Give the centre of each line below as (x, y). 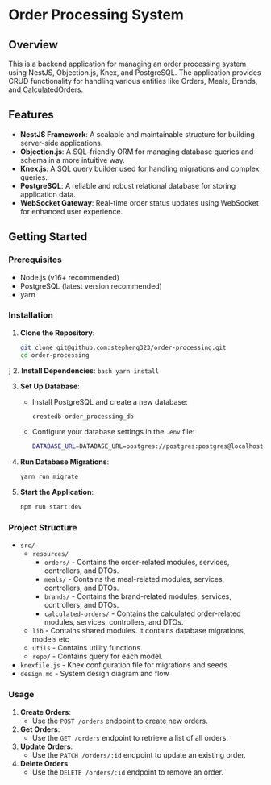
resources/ (50, 554)
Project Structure (43, 527)
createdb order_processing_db (83, 417)
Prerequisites (35, 260)
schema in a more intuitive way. (72, 160)
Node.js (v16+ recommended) (69, 277)
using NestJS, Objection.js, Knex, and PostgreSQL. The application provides (135, 73)
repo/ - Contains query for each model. (97, 656)
